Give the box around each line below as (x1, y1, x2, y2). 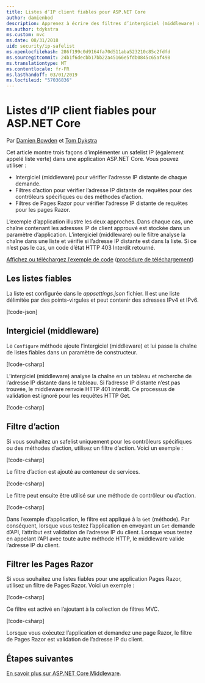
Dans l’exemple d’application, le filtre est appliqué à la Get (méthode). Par (6, 515, 190, 523)
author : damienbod (6, 15, 53, 21)
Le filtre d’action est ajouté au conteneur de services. (6, 468, 140, 475)
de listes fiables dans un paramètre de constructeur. (6, 348, 138, 356)
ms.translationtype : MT (6, 60, 67, 66)
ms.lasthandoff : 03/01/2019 (6, 72, 78, 78)
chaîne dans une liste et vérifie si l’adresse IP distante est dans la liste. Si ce (6, 237, 197, 245)
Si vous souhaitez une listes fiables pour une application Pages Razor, (6, 575, 182, 583)
